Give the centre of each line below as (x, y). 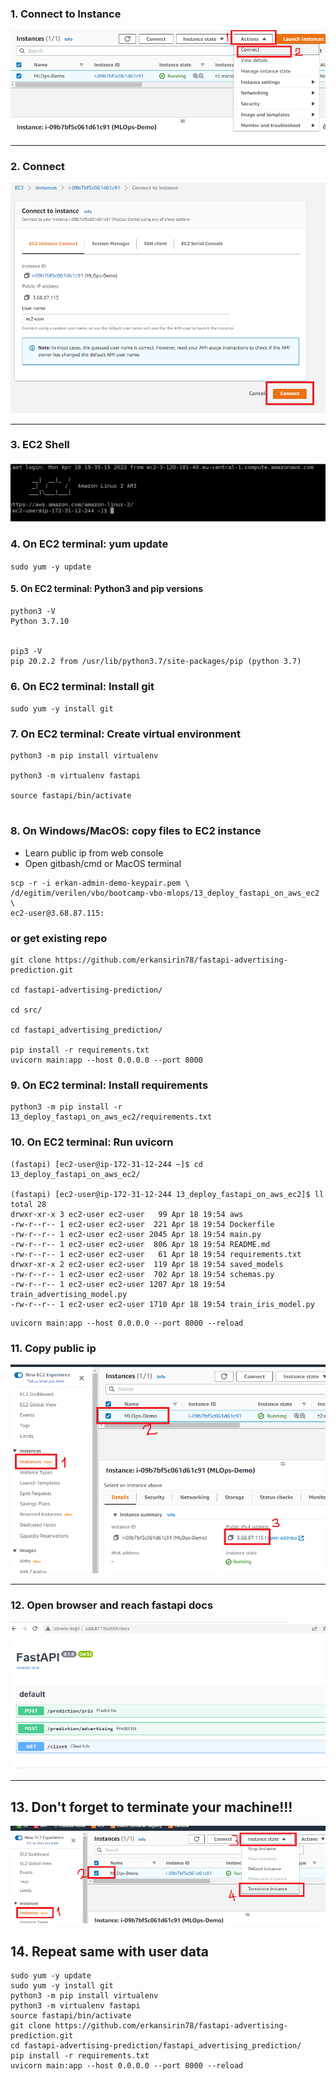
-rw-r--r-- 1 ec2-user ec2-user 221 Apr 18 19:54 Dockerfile (142, 1224)
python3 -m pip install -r (66, 1107)
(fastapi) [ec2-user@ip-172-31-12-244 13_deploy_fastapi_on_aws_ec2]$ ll (167, 1194)
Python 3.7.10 (40, 621)
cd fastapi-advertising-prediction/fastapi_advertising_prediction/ (156, 2046)
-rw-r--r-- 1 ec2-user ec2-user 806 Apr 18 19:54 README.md (140, 1244)
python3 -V (33, 611)
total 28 (28, 1204)
